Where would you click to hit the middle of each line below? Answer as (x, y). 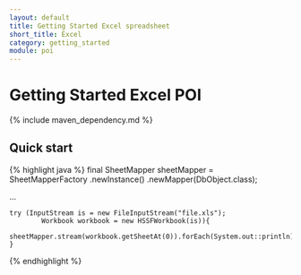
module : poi (31, 51)
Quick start (41, 148)
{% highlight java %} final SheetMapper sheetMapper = (112, 169)
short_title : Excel (46, 34)
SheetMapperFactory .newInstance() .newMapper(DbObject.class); (133, 179)
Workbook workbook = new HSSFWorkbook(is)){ (126, 220)
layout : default (39, 17)
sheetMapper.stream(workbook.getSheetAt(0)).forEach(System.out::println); (154, 236)
